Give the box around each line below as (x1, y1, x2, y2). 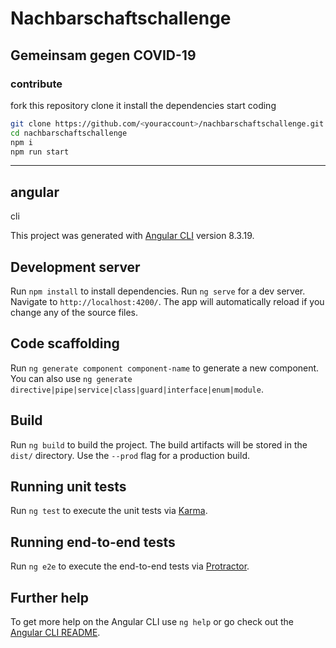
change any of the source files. (10, 307, 139, 318)
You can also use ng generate (10, 372, 133, 384)
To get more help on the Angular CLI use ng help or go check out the (10, 616, 294, 628)
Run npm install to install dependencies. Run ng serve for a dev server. (10, 285, 306, 297)
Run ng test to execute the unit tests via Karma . (10, 505, 208, 517)
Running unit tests (10, 478, 127, 496)
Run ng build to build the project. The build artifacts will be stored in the (10, 438, 308, 451)
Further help (10, 589, 90, 606)
